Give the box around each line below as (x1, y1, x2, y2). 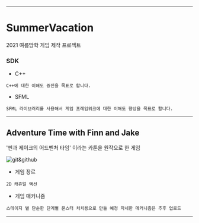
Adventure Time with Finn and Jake (6, 127, 140, 137)
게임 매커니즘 (14, 193, 46, 200)
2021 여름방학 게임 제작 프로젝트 (6, 41, 81, 48)
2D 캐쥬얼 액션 (6, 181, 37, 187)
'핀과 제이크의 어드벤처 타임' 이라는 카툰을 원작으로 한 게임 (6, 144, 140, 152)
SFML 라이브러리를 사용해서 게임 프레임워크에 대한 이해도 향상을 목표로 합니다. (6, 106, 174, 112)
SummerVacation (6, 21, 94, 34)
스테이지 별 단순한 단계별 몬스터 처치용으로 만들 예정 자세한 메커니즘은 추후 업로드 (6, 206, 182, 212)
